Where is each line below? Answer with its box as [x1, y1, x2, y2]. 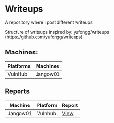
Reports [5, 88, 30, 96]
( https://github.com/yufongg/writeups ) [5, 34, 83, 40]
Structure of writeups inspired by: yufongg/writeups [5, 29, 110, 35]
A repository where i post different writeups [5, 19, 93, 25]
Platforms [7, 62, 31, 69]
